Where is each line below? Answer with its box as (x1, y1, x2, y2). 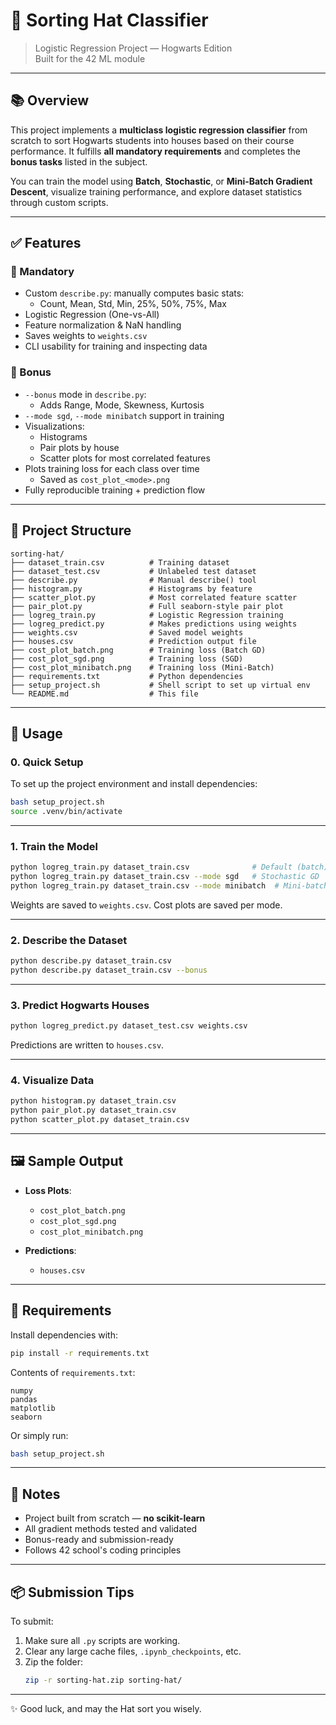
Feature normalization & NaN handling (24, 319, 182, 331)
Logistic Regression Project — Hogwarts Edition (34, 42, 233, 54)
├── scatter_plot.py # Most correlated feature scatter (10, 592, 298, 603)
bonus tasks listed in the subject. (10, 155, 148, 168)
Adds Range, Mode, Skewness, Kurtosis (39, 399, 205, 411)
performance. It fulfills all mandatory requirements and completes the (10, 145, 302, 157)
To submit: (10, 1615, 54, 1628)
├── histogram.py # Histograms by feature (10, 584, 253, 594)
